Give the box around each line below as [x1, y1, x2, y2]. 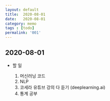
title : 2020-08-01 [5, 12, 46, 17]
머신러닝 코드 [19, 73, 46, 79]
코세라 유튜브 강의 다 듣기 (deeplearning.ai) [19, 84, 106, 90]
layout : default [5, 7, 39, 12]
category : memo [5, 21, 37, 26]
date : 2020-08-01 [5, 16, 46, 21]
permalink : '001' [5, 30, 41, 35]
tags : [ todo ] [5, 26, 35, 31]
